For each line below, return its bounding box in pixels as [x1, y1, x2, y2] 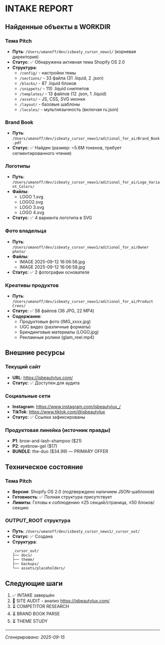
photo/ [12, 249, 26, 254]
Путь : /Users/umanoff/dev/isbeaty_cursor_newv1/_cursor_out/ [12, 528, 140, 534]
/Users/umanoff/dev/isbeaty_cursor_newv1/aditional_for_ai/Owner [12, 245, 149, 250]
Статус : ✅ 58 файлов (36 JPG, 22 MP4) [12, 308, 95, 314]
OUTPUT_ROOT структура [5, 517, 71, 524]
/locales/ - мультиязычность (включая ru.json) [19, 107, 119, 112]
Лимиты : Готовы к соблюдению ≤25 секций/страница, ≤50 [12, 500, 137, 505]
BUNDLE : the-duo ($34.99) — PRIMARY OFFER [12, 448, 109, 454]
